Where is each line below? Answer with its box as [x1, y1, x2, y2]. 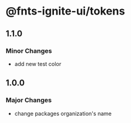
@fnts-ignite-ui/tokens [5, 4, 126, 18]
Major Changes [5, 96, 52, 104]
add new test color [14, 60, 62, 67]
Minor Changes [5, 47, 52, 55]
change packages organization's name [14, 110, 112, 117]
